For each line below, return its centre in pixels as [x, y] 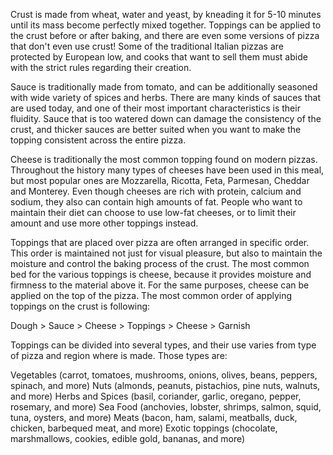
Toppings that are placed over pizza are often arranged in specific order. [160, 242]
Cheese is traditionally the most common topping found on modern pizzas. [164, 159]
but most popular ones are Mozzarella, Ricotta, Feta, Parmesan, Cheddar [160, 180]
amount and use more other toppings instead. [104, 223]
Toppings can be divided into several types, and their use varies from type [163, 345]
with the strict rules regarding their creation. [101, 67]
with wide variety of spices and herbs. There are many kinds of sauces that [165, 97]
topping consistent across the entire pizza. [98, 140]
